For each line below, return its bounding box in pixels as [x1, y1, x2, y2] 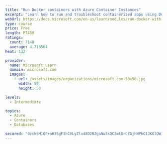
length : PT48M [5, 30, 35, 35]
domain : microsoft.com [9, 67, 57, 72]
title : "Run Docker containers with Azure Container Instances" [5, 7, 141, 12]
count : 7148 [9, 40, 35, 45]
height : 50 [18, 86, 41, 91]
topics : [5, 108, 21, 114]
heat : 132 [5, 49, 26, 54]
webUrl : [5, 16, 21, 21]
